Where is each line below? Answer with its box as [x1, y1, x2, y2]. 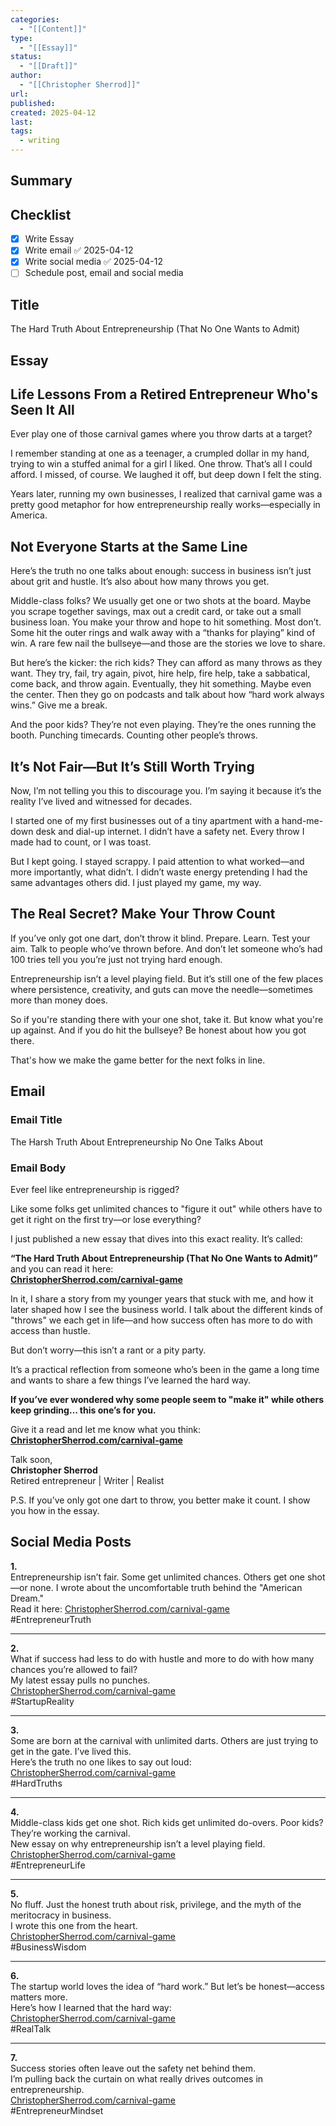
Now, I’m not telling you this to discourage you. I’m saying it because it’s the [10, 785, 322, 797]
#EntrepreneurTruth [10, 1613, 92, 1625]
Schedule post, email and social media [24, 267, 184, 279]
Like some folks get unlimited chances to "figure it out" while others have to [10, 1202, 323, 1215]
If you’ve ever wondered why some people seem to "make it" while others [10, 1393, 325, 1405]
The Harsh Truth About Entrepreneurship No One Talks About [10, 1136, 264, 1148]
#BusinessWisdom [10, 1941, 87, 1953]
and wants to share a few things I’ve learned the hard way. [10, 1374, 252, 1386]
